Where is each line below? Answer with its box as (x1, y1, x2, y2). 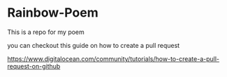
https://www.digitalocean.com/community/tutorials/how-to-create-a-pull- (7, 54, 220, 63)
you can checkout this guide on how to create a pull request (7, 41, 180, 49)
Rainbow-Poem (7, 5, 99, 21)
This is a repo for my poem (7, 28, 85, 36)
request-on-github (7, 62, 61, 70)
